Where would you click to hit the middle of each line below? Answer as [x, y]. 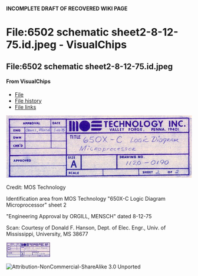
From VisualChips [29, 81]
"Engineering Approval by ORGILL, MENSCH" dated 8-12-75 [79, 216]
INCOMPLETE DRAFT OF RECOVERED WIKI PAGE [67, 9]
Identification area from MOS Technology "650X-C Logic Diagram [86, 198]
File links [25, 107]
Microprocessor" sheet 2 [36, 205]
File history [28, 101]
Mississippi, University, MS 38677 [47, 234]
